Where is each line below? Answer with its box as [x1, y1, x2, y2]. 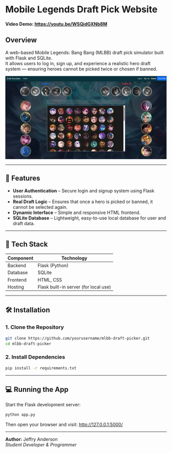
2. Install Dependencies [5, 353, 66, 360]
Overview [5, 36, 37, 45]
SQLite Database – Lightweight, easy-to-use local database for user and [12, 214, 166, 221]
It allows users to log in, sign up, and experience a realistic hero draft [5, 60, 151, 66]
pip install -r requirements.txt [5, 366, 77, 371]
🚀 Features [5, 174, 40, 183]
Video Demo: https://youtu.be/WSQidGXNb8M [5, 21, 107, 27]
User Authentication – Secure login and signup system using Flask [12, 187, 155, 193]
